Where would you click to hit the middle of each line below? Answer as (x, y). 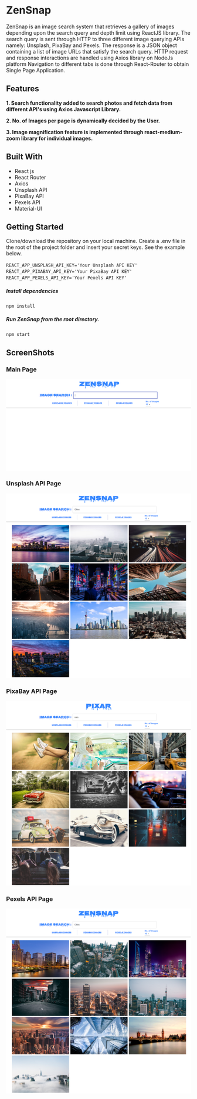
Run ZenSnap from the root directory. (53, 319)
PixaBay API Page (32, 691)
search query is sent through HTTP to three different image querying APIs (95, 39)
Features (23, 89)
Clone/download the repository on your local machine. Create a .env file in (96, 241)
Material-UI (28, 208)
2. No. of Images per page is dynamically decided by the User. (83, 121)
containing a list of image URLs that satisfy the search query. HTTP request (97, 51)
